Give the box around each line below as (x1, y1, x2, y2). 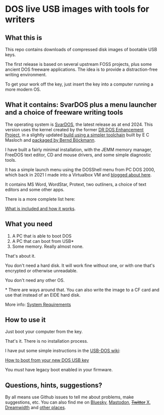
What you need (5, 220, 53, 228)
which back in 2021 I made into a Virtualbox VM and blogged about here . (5, 172, 152, 178)
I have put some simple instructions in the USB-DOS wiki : (5, 348, 121, 354)
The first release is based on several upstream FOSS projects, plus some (5, 61, 152, 67)
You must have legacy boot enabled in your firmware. (5, 367, 113, 373)
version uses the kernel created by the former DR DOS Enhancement (5, 126, 144, 132)
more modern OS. (5, 87, 41, 92)
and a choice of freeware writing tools (5, 108, 123, 117)
